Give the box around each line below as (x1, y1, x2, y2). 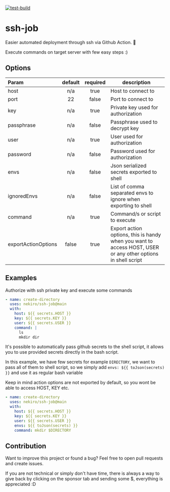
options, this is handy (110, 231, 161, 238)
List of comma (110, 183, 145, 190)
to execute (110, 216, 136, 223)
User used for (110, 133, 143, 140)
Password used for (110, 147, 155, 155)
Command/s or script (110, 210, 161, 217)
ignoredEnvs (8, 193, 38, 200)
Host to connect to (110, 87, 155, 94)
